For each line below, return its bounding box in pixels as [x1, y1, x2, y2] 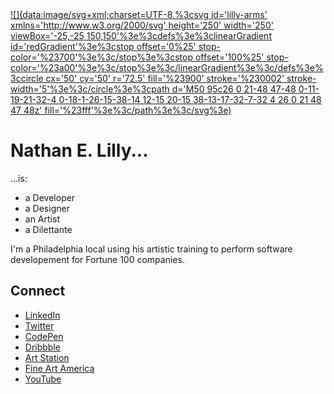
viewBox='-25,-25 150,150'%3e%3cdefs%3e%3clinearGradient [10, 30, 272, 42]
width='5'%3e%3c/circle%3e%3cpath [10, 83, 170, 95]
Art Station [24, 351, 70, 363]
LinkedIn [24, 309, 61, 321]
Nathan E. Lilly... [10, 139, 149, 162]
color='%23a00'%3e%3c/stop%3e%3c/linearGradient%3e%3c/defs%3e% [10, 62, 324, 73]
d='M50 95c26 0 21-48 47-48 [171, 83, 297, 95]
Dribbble [24, 341, 61, 353]
